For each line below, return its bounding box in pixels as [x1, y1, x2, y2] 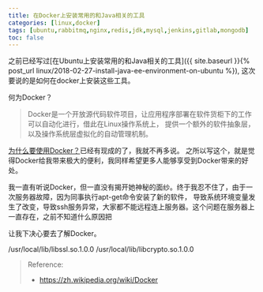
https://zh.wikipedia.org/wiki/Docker [39, 275, 159, 285]
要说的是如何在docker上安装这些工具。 [8, 76, 135, 85]
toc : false [8, 33, 44, 42]
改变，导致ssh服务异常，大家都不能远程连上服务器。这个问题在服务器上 [21, 202, 255, 212]
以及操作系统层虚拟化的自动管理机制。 [27, 129, 152, 139]
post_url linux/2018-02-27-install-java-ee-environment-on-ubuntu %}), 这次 [8, 66, 256, 76]
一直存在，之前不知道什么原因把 [8, 212, 112, 222]
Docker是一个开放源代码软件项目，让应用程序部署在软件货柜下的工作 [27, 110, 253, 119]
